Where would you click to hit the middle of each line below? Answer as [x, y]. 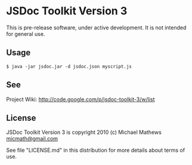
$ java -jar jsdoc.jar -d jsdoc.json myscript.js [69, 66]
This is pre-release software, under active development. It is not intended [96, 27]
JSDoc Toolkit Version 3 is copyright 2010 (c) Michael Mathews [84, 132]
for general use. [26, 33]
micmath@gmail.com [32, 139]
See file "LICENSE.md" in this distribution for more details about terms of [96, 150]
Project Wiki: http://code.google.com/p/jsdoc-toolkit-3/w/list [80, 99]
